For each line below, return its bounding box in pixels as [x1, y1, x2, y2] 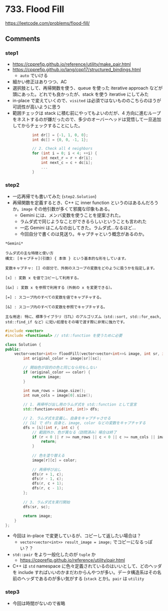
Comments [5, 35, 40, 43]
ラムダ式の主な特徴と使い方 [5, 251, 54, 256]
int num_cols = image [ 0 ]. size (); [23, 392, 93, 398]
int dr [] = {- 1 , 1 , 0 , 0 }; [31, 132, 88, 137]
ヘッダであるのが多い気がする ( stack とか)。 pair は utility [21, 575, 144, 582]
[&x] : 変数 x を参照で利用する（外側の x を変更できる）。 [5, 285, 114, 290]
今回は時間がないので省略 [12, 600, 65, 606]
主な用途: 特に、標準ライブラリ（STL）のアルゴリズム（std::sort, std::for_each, [5, 314, 161, 319]
